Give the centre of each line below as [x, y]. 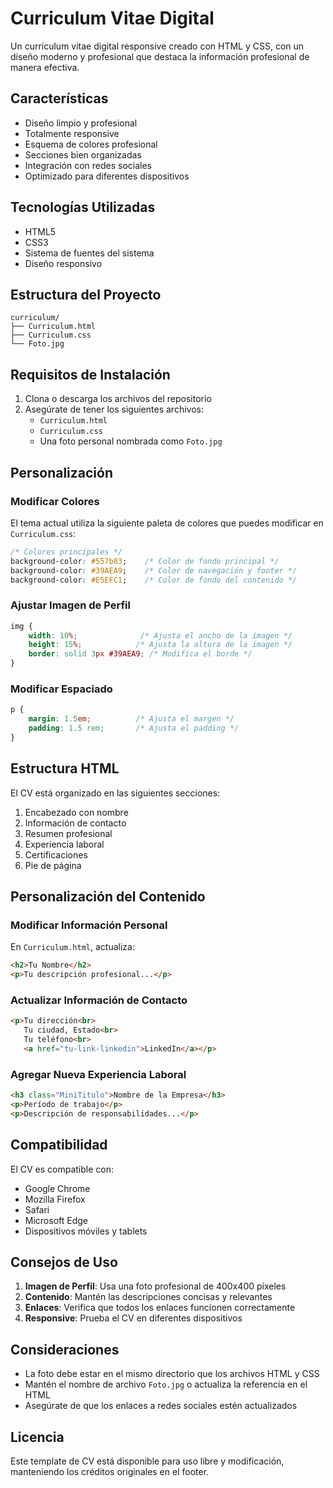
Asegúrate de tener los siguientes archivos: [114, 409]
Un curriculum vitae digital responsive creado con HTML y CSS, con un [157, 46]
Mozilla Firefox [55, 1199]
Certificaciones [56, 854]
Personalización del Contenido [108, 897]
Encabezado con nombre [76, 812]
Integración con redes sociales [88, 165]
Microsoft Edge [56, 1220]
